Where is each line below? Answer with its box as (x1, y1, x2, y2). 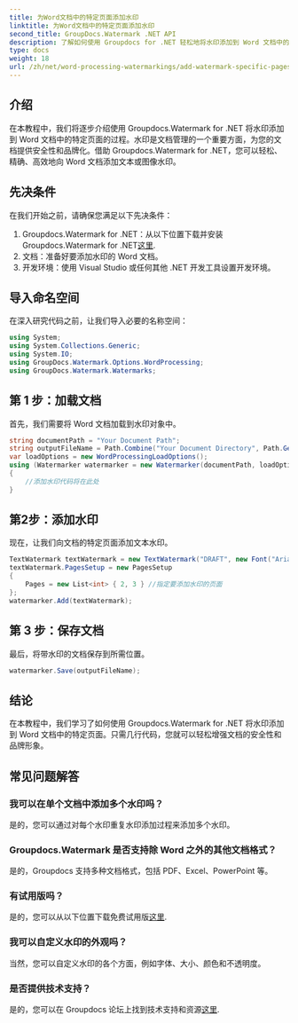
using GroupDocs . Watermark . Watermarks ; (9, 366, 157, 375)
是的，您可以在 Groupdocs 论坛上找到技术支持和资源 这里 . (9, 1004, 220, 1015)
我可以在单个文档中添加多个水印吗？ (9, 798, 164, 810)
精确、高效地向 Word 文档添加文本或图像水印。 (9, 156, 181, 167)
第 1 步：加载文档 (9, 393, 102, 408)
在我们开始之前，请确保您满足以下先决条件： (9, 209, 173, 220)
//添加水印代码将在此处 (25, 476, 99, 486)
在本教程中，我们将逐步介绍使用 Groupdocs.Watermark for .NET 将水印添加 (9, 122, 285, 133)
